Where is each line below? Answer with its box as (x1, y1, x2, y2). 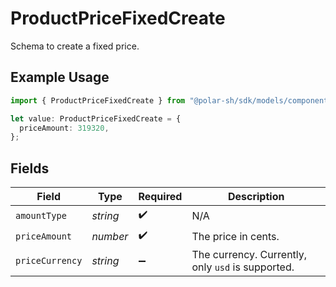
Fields (10, 160, 50, 177)
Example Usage (10, 69, 110, 86)
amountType (15, 210, 67, 221)
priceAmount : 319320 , (19, 123, 110, 133)
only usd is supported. (191, 260, 295, 274)
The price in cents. (191, 229, 280, 243)
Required (138, 190, 183, 204)
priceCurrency (15, 255, 83, 267)
